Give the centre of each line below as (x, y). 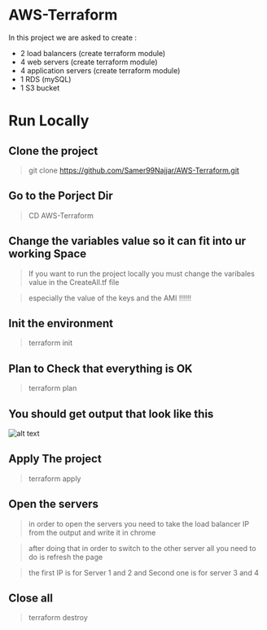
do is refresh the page (66, 557)
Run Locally (49, 121)
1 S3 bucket (39, 88)
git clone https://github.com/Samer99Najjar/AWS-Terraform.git (134, 170)
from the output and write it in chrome (92, 532)
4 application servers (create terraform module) (100, 70)
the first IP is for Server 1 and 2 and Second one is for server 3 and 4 (143, 572)
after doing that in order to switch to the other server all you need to (142, 548)
